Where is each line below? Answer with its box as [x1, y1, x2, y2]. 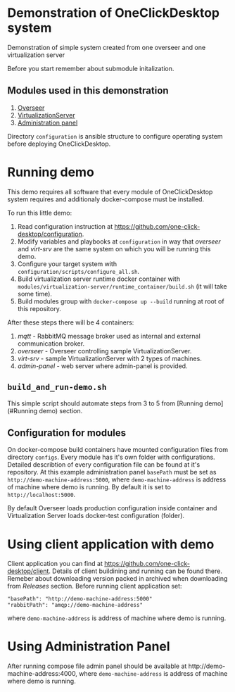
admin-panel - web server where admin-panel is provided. [17, 361, 188, 370]
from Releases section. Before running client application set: [7, 582, 182, 591]
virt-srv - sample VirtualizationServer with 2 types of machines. [17, 354, 202, 363]
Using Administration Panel [7, 638, 170, 655]
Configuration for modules [7, 427, 127, 439]
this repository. [17, 304, 61, 313]
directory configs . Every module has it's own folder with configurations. [7, 453, 216, 462]
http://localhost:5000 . [7, 491, 76, 499]
